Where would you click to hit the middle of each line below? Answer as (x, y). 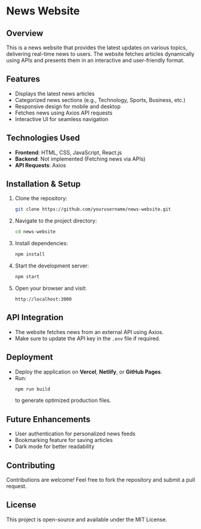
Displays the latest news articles (55, 94)
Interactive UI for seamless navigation (62, 119)
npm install (30, 254)
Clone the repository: (41, 199)
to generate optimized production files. (63, 401)
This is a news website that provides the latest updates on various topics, (97, 47)
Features (23, 79)
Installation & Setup (43, 184)
